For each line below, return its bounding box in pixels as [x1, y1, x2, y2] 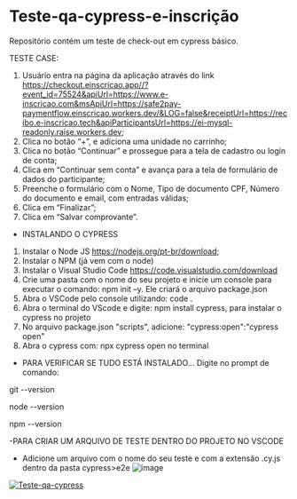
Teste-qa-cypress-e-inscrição [9, 6, 239, 27]
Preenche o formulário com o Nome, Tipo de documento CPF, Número [21, 183, 280, 194]
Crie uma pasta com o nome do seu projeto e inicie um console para [21, 273, 272, 285]
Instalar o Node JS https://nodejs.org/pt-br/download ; [21, 246, 220, 257]
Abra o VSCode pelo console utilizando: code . [21, 293, 193, 304]
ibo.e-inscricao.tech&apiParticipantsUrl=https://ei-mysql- [21, 117, 233, 128]
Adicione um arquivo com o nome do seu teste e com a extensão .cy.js [21, 453, 281, 463]
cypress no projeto [21, 312, 91, 322]
